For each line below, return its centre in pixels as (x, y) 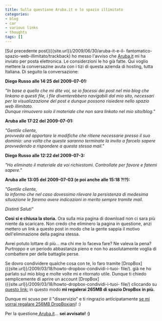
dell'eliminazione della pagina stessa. (42, 234)
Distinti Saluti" (19, 209)
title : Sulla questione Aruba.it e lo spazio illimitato (64, 10)
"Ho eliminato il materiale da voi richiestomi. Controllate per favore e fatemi (81, 165)
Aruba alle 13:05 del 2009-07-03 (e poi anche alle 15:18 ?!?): (68, 180)
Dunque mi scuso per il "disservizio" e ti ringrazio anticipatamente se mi (78, 298)
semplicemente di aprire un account (41, 279)
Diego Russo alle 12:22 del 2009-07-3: (45, 155)
